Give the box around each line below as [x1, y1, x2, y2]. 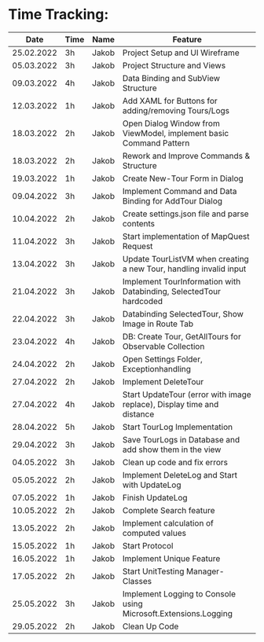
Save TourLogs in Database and [122, 434, 240, 445]
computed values [122, 527, 187, 538]
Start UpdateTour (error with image [122, 389, 251, 400]
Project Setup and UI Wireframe [122, 47, 240, 58]
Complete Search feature [122, 504, 215, 515]
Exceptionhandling [122, 363, 191, 374]
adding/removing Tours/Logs [122, 105, 230, 116]
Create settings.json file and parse [122, 208, 249, 219]
